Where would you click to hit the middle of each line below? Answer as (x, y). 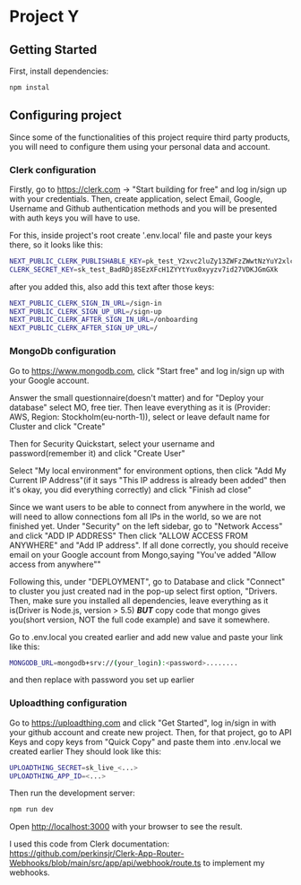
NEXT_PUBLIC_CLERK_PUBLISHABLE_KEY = (77, 261)
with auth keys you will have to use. (75, 218)
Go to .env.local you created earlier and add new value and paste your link (146, 637)
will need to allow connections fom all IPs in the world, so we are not (135, 516)
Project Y (44, 17)
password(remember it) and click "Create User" (97, 453)
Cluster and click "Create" (57, 426)
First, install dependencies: (59, 71)
